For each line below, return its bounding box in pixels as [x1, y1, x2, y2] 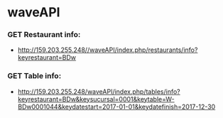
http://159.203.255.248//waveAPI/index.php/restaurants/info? [17, 45, 198, 54]
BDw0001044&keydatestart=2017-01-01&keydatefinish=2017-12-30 [17, 102, 216, 111]
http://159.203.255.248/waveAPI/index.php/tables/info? [17, 87, 180, 96]
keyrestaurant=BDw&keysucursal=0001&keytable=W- [17, 95, 175, 103]
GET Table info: [7, 71, 62, 81]
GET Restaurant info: [7, 30, 81, 40]
